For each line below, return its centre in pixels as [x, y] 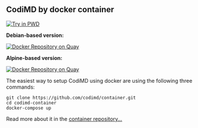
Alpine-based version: [34, 58]
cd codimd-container [32, 103]
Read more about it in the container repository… [64, 119]
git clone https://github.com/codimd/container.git [71, 97]
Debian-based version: [35, 35]
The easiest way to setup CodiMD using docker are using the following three [99, 80]
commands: [21, 87]
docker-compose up [29, 108]
